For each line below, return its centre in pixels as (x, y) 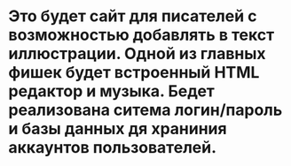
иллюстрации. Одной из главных (138, 54)
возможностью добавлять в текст (142, 35)
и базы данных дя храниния (118, 129)
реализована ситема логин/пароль (145, 110)
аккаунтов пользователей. (113, 148)
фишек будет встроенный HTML (134, 73)
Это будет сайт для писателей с (133, 16)
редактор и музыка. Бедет (111, 91)
